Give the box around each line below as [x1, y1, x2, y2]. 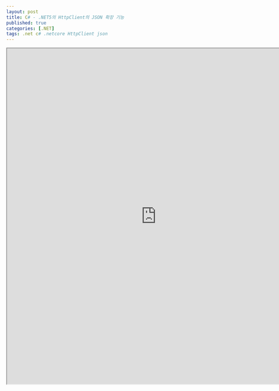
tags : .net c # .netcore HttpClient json [6, 31, 108, 37]
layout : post [6, 8, 39, 15]
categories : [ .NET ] [6, 25, 55, 32]
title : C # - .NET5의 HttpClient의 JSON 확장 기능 [6, 14, 125, 20]
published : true [6, 20, 46, 26]
